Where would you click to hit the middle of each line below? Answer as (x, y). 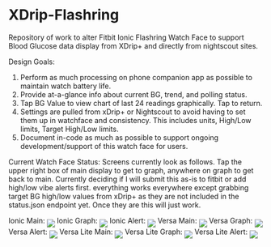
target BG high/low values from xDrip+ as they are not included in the (124, 196)
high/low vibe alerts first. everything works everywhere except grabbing (129, 187)
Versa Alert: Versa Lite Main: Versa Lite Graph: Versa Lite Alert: (128, 232)
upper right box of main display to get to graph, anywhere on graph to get (131, 170)
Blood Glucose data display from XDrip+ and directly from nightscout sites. (133, 45)
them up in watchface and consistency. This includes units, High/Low (136, 120)
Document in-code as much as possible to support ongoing (119, 137)
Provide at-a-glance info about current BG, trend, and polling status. (134, 94)
